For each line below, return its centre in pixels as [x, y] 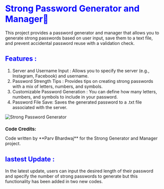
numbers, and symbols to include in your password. [65, 97]
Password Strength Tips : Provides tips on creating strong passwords [83, 81]
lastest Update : [30, 159]
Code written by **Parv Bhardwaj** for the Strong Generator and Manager [82, 138]
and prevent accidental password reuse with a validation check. [70, 43]
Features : [21, 59]
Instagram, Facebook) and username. [50, 76]
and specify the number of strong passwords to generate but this [72, 176]
